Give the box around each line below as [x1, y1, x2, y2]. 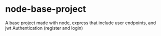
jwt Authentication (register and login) [5, 25, 83, 31]
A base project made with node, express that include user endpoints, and [5, 20, 156, 26]
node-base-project [5, 3, 86, 15]
